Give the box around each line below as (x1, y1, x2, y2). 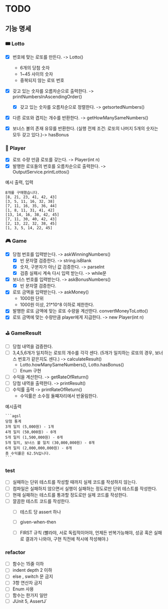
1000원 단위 (20, 295, 44, 301)
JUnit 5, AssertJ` (12, 598, 48, 604)
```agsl (5, 414, 22, 419)
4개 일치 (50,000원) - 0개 (5, 430, 57, 435)
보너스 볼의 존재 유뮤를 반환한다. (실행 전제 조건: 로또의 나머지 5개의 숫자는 (12, 125, 158, 131)
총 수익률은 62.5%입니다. (5, 451, 51, 456)
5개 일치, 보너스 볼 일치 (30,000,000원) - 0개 (5, 440, 95, 445)
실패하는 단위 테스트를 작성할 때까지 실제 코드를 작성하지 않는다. (12, 479, 137, 485)
